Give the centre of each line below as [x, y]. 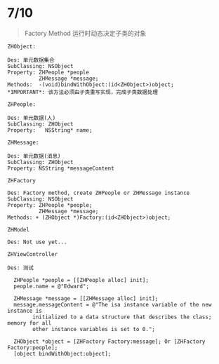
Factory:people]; [33, 348]
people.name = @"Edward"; [52, 286]
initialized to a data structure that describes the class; [122, 317]
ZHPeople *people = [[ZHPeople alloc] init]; [81, 280]
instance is [25, 311]
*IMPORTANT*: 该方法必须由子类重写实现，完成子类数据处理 [82, 92]
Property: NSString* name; [50, 130]
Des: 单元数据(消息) [34, 156]
